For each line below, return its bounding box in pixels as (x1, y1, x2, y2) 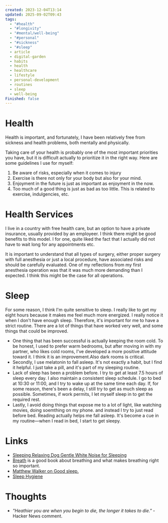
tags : (5, 17, 17, 22)
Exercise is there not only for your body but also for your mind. (12, 175, 142, 181)
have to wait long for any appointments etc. (5, 242, 95, 248)
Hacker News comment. (12, 513, 63, 519)
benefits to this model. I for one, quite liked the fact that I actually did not (5, 236, 155, 242)
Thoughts (5, 491, 47, 502)
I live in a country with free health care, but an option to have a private (5, 226, 150, 232)
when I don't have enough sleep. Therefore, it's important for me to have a (5, 318, 159, 324)
